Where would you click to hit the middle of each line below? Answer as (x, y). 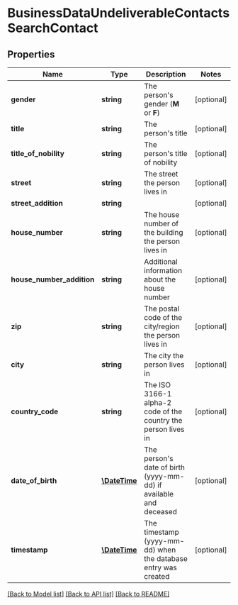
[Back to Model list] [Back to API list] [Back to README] (89, 594)
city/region (162, 326)
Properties (31, 54)
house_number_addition (53, 279)
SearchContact (53, 28)
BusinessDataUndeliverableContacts (119, 13)
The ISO (158, 385)
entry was (160, 567)
